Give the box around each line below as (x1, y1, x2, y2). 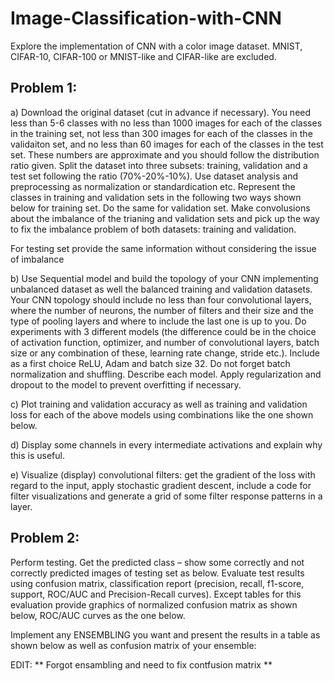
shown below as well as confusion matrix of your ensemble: (10, 639, 257, 651)
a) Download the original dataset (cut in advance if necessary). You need (10, 106, 312, 118)
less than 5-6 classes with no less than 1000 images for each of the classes (10, 117, 323, 129)
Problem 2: (10, 530, 80, 547)
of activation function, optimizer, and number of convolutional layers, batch (10, 336, 320, 348)
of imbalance (10, 253, 65, 265)
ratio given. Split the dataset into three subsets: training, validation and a (10, 159, 308, 171)
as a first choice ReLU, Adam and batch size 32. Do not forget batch (10, 357, 291, 369)
